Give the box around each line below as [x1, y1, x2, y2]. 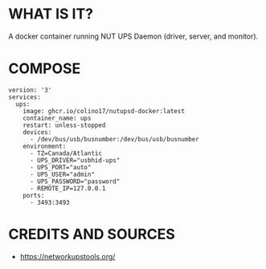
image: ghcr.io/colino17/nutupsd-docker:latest [23, 107, 185, 115]
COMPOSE [8, 59, 81, 78]
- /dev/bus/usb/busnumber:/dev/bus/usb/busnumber [29, 135, 199, 143]
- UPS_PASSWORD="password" [29, 177, 121, 185]
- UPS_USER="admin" [29, 170, 95, 178]
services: [8, 93, 42, 101]
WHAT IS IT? [8, 5, 94, 23]
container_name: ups [23, 114, 92, 122]
